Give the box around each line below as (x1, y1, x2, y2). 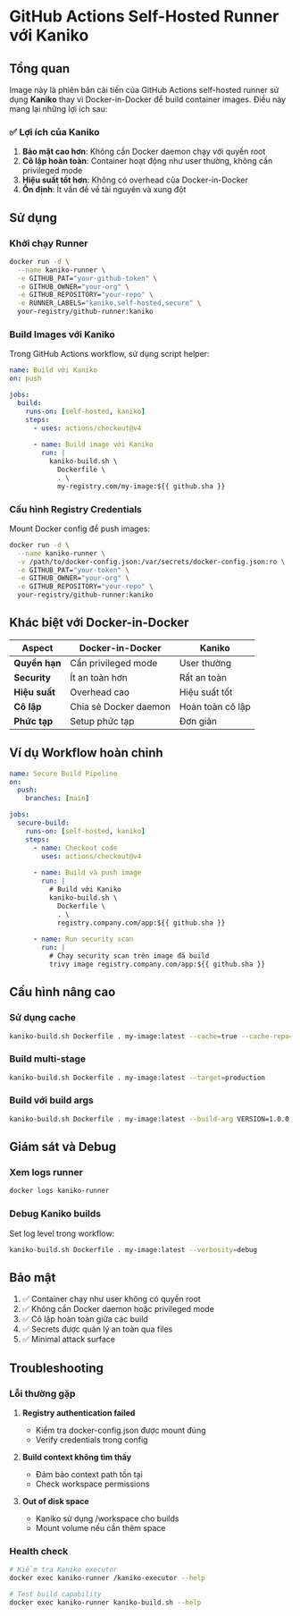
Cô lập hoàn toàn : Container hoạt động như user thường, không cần (21, 156, 273, 166)
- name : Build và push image (32, 868, 142, 877)
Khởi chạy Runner (9, 237, 88, 250)
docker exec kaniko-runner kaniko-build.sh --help (9, 1598, 202, 1607)
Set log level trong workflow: (9, 1228, 115, 1239)
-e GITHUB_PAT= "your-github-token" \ (17, 274, 158, 283)
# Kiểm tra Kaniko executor (9, 1565, 118, 1575)
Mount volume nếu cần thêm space (35, 1522, 166, 1533)
